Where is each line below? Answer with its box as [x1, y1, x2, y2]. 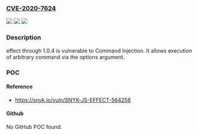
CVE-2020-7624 [6, 4, 56, 13]
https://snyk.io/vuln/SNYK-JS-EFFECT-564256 [14, 96, 131, 103]
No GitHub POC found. [6, 123, 62, 130]
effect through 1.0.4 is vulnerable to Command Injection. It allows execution [6, 47, 193, 54]
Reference [6, 83, 33, 90]
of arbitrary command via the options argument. [6, 53, 125, 60]
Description [6, 33, 41, 42]
